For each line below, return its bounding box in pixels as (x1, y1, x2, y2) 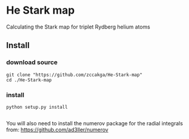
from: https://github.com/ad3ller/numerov (6, 126, 109, 133)
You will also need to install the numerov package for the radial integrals (6, 119, 183, 127)
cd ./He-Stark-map (6, 77, 52, 83)
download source (6, 58, 58, 67)
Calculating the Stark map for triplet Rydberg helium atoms (6, 23, 150, 30)
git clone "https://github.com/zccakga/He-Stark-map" (6, 72, 143, 78)
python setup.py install (6, 104, 68, 110)
